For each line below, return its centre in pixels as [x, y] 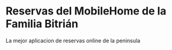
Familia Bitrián [42, 24]
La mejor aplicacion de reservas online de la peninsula [73, 40]
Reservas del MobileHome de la [86, 11]
